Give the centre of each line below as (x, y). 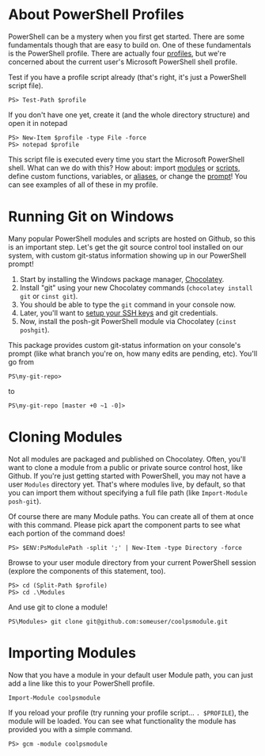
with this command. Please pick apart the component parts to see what (125, 525)
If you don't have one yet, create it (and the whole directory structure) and (129, 115)
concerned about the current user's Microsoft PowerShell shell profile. (123, 62)
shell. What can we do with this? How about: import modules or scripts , (124, 167)
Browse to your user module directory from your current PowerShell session (132, 562)
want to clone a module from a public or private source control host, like (125, 467)
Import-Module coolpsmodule (55, 698)
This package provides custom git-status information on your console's (125, 345)
